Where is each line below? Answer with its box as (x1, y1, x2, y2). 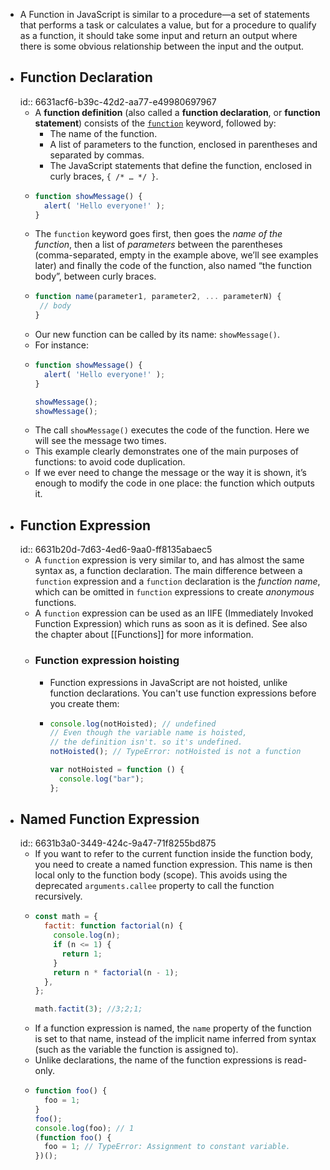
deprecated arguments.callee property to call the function (34, 880, 275, 892)
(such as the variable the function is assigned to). (34, 1044, 239, 1056)
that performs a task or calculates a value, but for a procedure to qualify (19, 19, 317, 31)
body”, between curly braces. (34, 270, 157, 283)
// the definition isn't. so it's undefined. (49, 737, 243, 748)
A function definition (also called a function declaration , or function (34, 106, 321, 118)
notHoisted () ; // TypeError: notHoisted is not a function (49, 747, 302, 757)
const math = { (34, 912, 98, 922)
